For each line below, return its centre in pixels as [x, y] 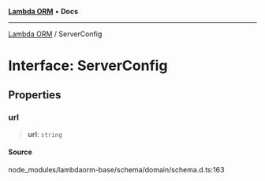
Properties [35, 95]
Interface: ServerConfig [88, 66]
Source [21, 152]
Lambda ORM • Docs [43, 11]
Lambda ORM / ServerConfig [55, 34]
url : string [45, 134]
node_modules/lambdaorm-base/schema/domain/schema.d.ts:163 [116, 170]
